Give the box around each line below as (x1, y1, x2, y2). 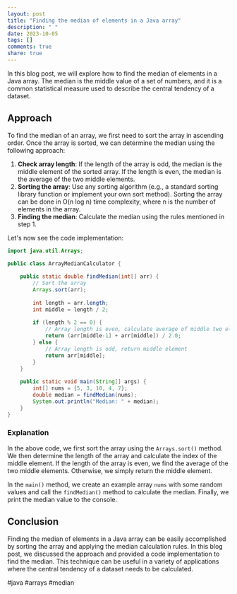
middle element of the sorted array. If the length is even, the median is (17, 167, 222, 175)
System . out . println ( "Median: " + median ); (32, 397, 159, 405)
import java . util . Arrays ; (7, 247, 83, 255)
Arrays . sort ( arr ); (32, 286, 87, 293)
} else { (32, 339, 59, 346)
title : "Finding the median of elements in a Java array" (7, 17, 181, 24)
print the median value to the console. (7, 495, 118, 503)
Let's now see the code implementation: (7, 233, 124, 242)
